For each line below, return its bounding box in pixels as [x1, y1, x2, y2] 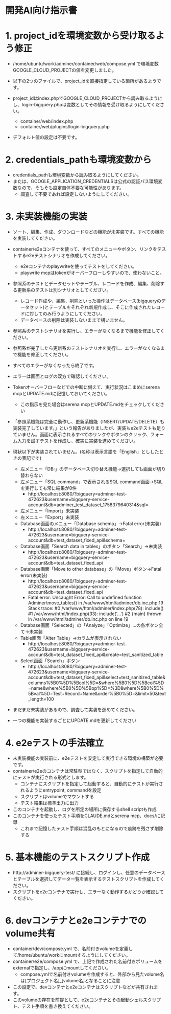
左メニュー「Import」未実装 [20, 508, 79, 514]
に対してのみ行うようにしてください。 [25, 310, 106, 317]
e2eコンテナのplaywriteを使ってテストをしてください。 [20, 263, 137, 269]
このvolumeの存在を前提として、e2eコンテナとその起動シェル [12, 997, 143, 1003]
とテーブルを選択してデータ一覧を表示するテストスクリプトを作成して [12, 875, 160, 882]
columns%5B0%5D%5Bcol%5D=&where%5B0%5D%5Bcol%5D [28, 680, 164, 686]
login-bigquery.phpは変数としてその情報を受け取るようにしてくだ [21, 102, 160, 108]
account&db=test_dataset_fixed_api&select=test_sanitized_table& [28, 674, 166, 680]
